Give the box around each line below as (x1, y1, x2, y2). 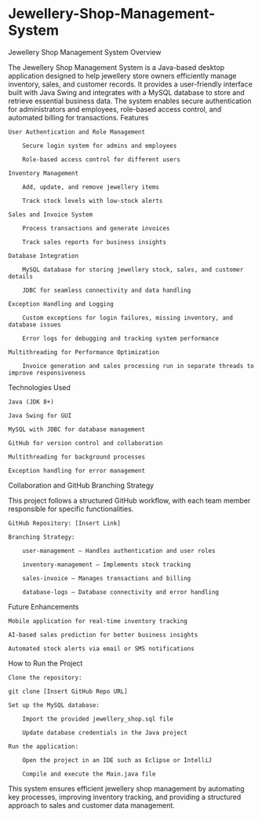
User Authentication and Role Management (8, 127, 146, 136)
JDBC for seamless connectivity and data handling (22, 286, 191, 294)
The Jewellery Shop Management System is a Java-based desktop (8, 62, 225, 72)
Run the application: (8, 742, 79, 750)
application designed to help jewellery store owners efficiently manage (8, 71, 237, 80)
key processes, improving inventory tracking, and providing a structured (8, 792, 242, 801)
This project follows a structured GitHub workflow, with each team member (8, 496, 251, 505)
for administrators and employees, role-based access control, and (8, 104, 222, 114)
